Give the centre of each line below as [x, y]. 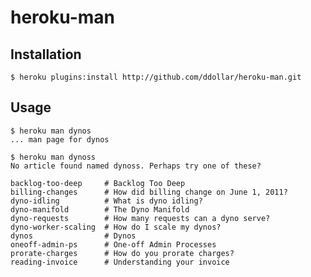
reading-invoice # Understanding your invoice [120, 262]
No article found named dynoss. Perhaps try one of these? [136, 166]
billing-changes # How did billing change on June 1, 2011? [149, 192]
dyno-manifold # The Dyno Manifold [100, 209]
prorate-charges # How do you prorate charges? [122, 253]
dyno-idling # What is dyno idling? [106, 201]
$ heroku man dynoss [53, 157]
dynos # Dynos [73, 236]
